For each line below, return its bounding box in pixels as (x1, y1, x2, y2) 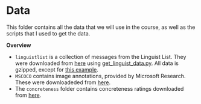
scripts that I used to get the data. (6, 29, 91, 37)
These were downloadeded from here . (14, 79, 110, 86)
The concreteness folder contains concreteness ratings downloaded (14, 85, 184, 92)
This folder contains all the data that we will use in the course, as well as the (6, 23, 196, 31)
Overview (6, 41, 31, 49)
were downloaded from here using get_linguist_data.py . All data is (14, 60, 179, 67)
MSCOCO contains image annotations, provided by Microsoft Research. (14, 72, 186, 79)
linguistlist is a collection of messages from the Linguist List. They (14, 53, 187, 60)
